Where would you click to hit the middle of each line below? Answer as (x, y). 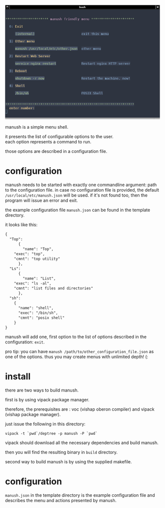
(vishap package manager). (33, 414)
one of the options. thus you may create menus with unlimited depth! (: (77, 357)
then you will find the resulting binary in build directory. (61, 452)
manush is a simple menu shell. (37, 127)
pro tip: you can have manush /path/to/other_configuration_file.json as (79, 351)
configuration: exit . (25, 342)
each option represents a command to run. (48, 141)
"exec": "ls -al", (33, 283)
